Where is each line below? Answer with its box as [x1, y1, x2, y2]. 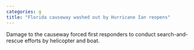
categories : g [6, 8, 42, 15]
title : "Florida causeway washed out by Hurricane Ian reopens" [6, 14, 171, 20]
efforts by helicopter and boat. [24, 37, 100, 44]
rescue [6, 37, 24, 44]
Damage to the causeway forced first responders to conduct [6, 30, 156, 37]
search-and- [157, 30, 189, 37]
